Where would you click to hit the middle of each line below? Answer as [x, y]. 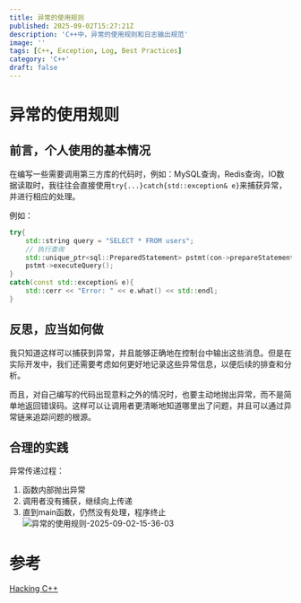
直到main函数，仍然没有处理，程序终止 [94, 512]
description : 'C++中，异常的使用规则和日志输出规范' [99, 34]
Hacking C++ [34, 589]
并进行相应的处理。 [45, 196]
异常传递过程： [37, 471]
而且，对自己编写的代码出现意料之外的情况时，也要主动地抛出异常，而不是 [146, 394]
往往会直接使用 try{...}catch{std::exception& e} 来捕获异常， [172, 185]
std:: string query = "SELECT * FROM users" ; [110, 240]
